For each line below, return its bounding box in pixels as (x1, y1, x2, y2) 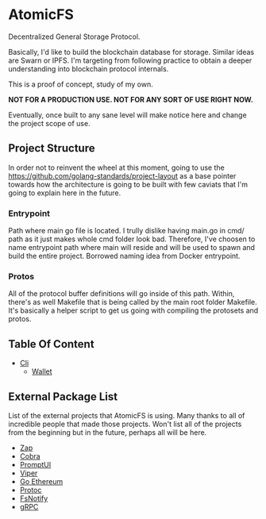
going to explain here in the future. (8, 188, 121, 198)
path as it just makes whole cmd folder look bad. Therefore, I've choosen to (8, 234, 256, 244)
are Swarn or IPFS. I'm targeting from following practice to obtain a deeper (8, 56, 253, 65)
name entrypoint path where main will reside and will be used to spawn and (8, 243, 256, 252)
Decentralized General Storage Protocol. (8, 32, 141, 41)
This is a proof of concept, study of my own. (8, 79, 153, 89)
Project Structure (8, 141, 95, 156)
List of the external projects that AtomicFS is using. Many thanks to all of (8, 410, 245, 420)
